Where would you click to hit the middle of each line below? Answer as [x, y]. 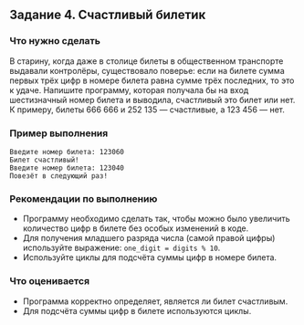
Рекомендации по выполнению [84, 198]
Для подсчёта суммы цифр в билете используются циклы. [137, 310]
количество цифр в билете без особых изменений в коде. [136, 228]
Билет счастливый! [44, 160]
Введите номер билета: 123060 [67, 152]
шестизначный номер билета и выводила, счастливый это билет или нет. [152, 100]
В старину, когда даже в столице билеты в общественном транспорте [147, 61]
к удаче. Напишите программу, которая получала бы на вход [129, 89]
